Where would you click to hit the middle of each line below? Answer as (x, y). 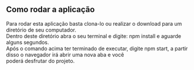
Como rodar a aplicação (50, 10)
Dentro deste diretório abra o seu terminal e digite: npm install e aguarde (94, 36)
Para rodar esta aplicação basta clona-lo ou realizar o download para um (94, 23)
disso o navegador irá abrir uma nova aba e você (65, 54)
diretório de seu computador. (41, 30)
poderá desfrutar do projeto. (40, 61)
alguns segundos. (28, 42)
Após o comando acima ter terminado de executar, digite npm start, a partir (97, 48)
